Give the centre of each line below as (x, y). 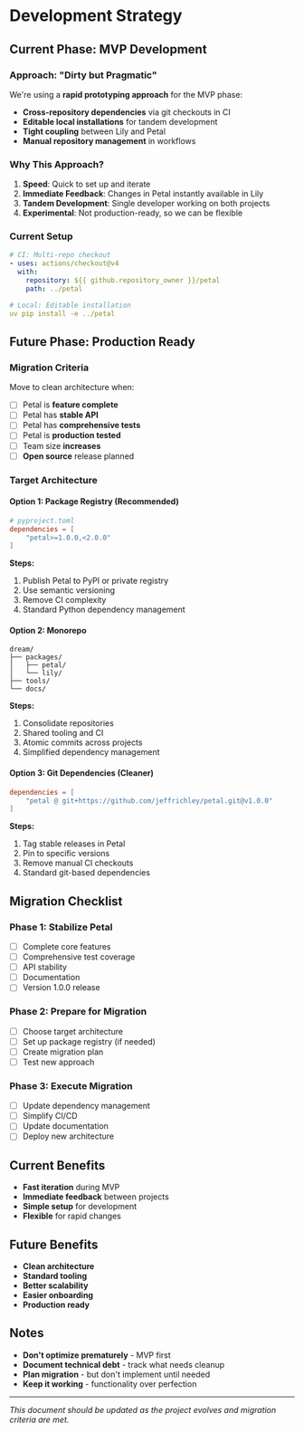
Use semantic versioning (69, 590)
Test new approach (58, 1062)
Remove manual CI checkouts (78, 863)
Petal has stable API (61, 415)
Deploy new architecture (68, 1136)
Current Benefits (57, 1165)
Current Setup (42, 236)
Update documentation (65, 1126)
